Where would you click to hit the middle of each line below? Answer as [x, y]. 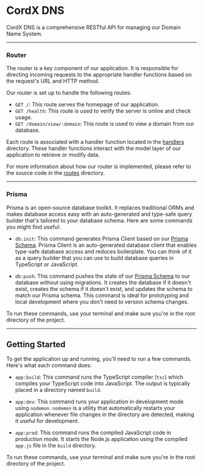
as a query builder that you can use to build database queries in [94, 258]
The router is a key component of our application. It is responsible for [92, 68]
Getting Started [36, 344]
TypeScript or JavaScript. [47, 264]
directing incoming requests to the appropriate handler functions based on [99, 75]
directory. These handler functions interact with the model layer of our [94, 148]
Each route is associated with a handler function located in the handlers [95, 142]
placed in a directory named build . [58, 390]
